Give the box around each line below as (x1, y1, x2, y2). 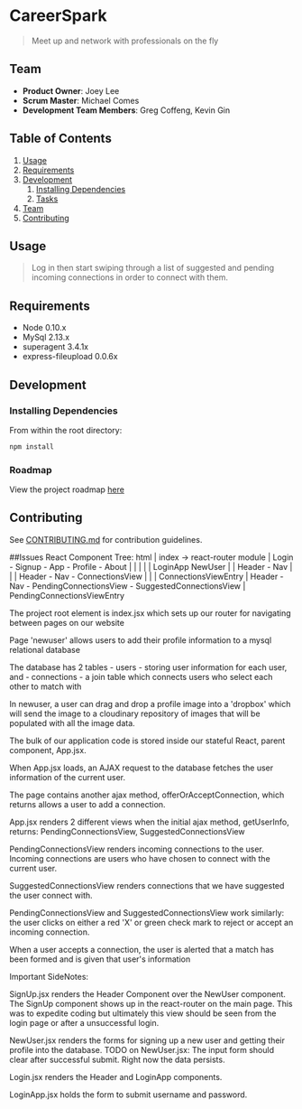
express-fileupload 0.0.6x (22, 351, 119, 362)
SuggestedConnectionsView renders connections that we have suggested (9, 880, 285, 890)
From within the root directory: (9, 424, 123, 435)
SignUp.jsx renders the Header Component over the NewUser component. (9, 988, 287, 999)
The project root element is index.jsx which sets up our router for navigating (9, 607, 291, 619)
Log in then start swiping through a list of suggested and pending (31, 263, 275, 274)
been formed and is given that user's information (9, 954, 191, 965)
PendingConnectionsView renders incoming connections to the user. (9, 843, 264, 854)
